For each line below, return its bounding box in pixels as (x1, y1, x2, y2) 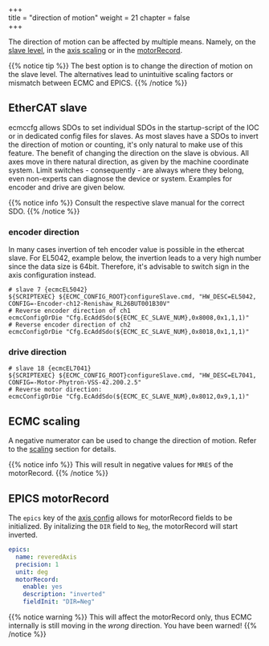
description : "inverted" (22, 591, 106, 599)
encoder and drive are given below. (8, 182, 126, 192)
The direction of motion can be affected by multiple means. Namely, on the (8, 37, 256, 47)
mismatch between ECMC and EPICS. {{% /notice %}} (8, 78, 188, 87)
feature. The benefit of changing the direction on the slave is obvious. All (8, 148, 249, 157)
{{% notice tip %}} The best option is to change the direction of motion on (8, 61, 253, 71)
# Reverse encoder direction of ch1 (8, 307, 131, 315)
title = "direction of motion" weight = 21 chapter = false (8, 13, 190, 22)
